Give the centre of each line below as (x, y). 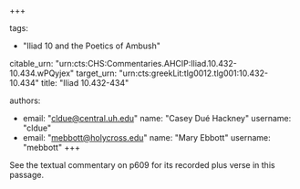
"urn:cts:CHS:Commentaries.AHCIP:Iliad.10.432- (146, 63)
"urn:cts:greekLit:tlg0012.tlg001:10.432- (194, 73)
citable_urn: (31, 63)
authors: (25, 100)
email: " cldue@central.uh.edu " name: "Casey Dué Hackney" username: (157, 118)
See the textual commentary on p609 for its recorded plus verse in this (142, 165)
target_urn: (97, 73)
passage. (26, 175)
